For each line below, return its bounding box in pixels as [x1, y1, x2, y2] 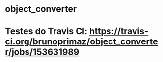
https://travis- [89, 26, 149, 37]
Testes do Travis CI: [5, 26, 87, 37]
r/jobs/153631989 [5, 46, 80, 58]
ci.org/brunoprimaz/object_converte [5, 36, 158, 47]
